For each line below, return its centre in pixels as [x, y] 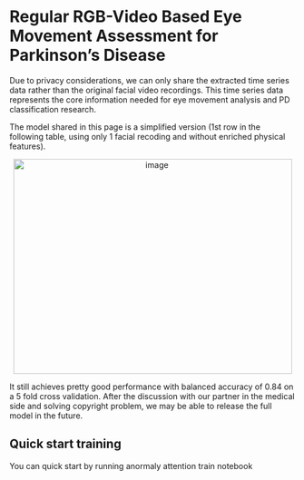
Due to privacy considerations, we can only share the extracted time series [150, 80]
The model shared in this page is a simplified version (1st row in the [135, 127]
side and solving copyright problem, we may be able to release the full [141, 406]
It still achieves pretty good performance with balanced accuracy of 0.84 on [152, 387]
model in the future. [46, 416]
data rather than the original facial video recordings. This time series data [147, 90]
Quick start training [65, 444]
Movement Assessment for [114, 36]
